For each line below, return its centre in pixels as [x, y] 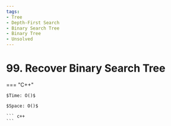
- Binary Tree [24, 34]
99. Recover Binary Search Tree [86, 68]
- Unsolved [20, 39]
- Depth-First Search [33, 22]
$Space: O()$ [22, 106]
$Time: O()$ [21, 95]
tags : [13, 12]
